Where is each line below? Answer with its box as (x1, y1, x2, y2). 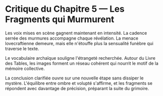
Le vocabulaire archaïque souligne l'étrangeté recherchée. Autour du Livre (5, 55, 156, 61)
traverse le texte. (5, 46, 39, 51)
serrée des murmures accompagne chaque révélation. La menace (5, 35, 138, 41)
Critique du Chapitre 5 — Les (5, 3, 125, 15)
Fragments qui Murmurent (5, 14, 114, 25)
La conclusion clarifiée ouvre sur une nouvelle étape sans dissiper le (5, 75, 144, 81)
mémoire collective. (5, 65, 45, 72)
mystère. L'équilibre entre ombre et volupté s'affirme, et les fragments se (5, 80, 153, 86)
